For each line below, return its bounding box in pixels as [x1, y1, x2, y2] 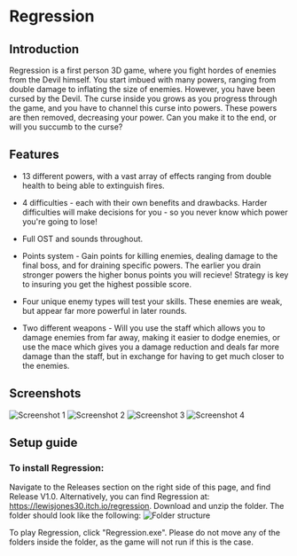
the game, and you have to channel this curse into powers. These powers [9, 103, 277, 113]
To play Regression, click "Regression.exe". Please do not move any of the [9, 528, 281, 538]
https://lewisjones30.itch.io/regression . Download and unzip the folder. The [9, 501, 285, 512]
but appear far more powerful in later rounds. [21, 305, 188, 316]
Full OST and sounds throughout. [21, 233, 144, 244]
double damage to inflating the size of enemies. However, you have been [9, 84, 276, 94]
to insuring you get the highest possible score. [21, 278, 192, 289]
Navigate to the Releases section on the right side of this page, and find [9, 482, 271, 493]
